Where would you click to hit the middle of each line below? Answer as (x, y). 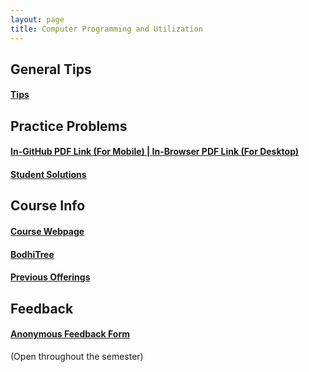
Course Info (48, 206)
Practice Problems (69, 126)
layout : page (37, 19)
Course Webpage (47, 232)
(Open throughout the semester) (77, 356)
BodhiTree (32, 254)
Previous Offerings (50, 277)
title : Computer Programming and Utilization (106, 29)
